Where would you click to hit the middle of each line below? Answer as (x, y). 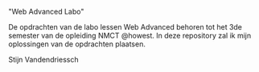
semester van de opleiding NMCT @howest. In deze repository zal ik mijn (130, 36)
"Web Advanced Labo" (46, 12)
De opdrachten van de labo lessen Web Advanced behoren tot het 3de (125, 27)
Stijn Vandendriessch (43, 60)
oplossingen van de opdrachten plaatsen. (77, 44)
